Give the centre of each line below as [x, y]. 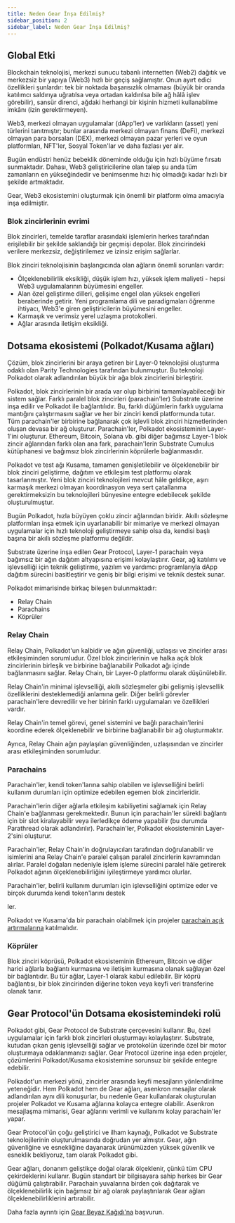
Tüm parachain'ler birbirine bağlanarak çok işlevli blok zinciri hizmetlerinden [117, 421]
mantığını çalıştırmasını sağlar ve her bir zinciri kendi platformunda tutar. [111, 414]
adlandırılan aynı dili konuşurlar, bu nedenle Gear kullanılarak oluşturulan [112, 1096]
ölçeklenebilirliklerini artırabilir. [51, 1198]
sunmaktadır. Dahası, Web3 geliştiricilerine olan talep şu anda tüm [102, 167]
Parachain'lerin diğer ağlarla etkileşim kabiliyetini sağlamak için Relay [107, 805]
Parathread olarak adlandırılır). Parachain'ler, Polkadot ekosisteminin [106, 828]
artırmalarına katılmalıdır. [43, 927]
